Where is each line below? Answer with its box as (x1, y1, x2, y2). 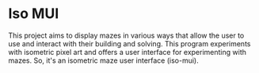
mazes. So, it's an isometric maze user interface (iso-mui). (8, 56, 200, 65)
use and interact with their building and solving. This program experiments (8, 38, 251, 48)
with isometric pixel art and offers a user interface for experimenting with (8, 47, 247, 57)
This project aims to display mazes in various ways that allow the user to (8, 31, 245, 40)
